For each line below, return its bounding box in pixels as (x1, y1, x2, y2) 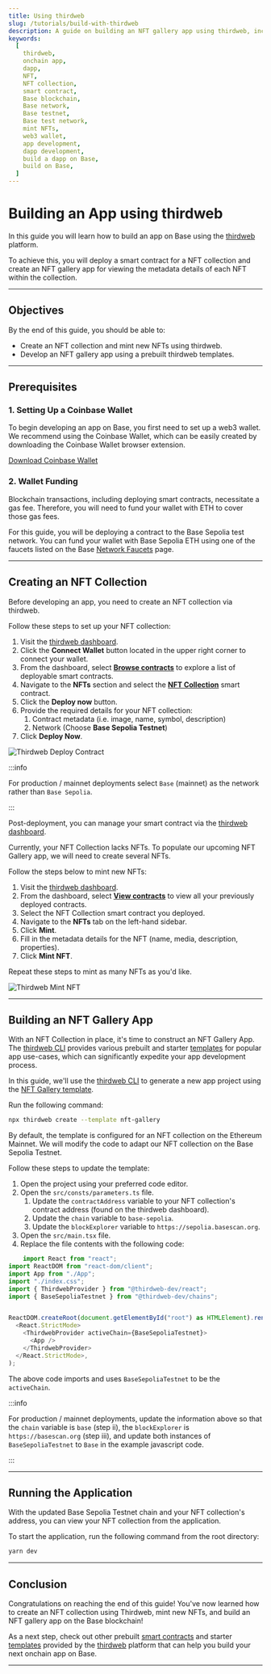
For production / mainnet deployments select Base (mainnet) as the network (8, 778, 260, 788)
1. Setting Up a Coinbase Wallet (8, 405, 133, 416)
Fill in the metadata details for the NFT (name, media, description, (19, 934, 239, 943)
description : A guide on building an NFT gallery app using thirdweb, (8, 27, 251, 35)
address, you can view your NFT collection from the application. (8, 1516, 222, 1526)
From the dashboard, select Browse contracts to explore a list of (19, 662, 236, 672)
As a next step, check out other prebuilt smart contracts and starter (8, 1632, 232, 1642)
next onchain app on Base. (8, 1649, 98, 1659)
